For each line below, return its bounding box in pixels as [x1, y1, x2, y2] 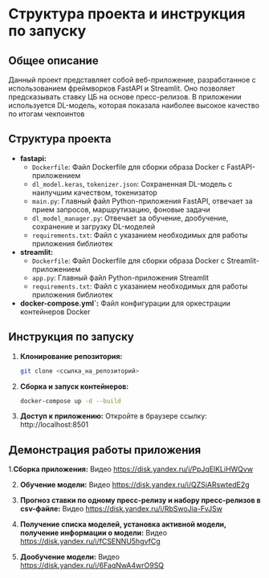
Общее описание [8, 54, 99, 67]
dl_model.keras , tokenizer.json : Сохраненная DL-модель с [31, 179, 233, 188]
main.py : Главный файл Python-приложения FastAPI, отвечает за [31, 196, 253, 205]
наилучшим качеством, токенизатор [31, 188, 158, 197]
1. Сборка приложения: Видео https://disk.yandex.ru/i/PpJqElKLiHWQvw [8, 464, 254, 474]
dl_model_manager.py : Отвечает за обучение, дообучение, [31, 213, 229, 223]
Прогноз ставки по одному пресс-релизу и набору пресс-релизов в [19, 495, 261, 505]
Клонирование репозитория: [19, 351, 123, 361]
